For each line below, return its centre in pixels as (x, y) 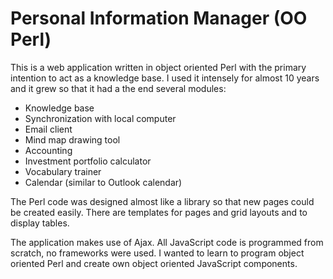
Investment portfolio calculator (88, 161)
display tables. (40, 223)
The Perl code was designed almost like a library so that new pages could (162, 201)
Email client (48, 129)
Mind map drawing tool (72, 139)
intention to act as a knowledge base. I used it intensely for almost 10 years (165, 78)
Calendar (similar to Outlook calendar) (103, 182)
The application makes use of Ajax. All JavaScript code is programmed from (167, 242)
